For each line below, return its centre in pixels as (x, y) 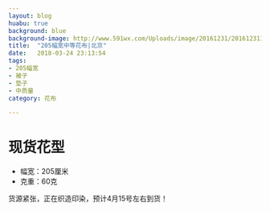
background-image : (39, 38)
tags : (17, 61)
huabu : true (28, 23)
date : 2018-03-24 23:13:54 (57, 53)
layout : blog (30, 16)
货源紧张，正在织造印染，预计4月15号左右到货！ (88, 199)
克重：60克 (39, 181)
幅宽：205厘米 (44, 172)
